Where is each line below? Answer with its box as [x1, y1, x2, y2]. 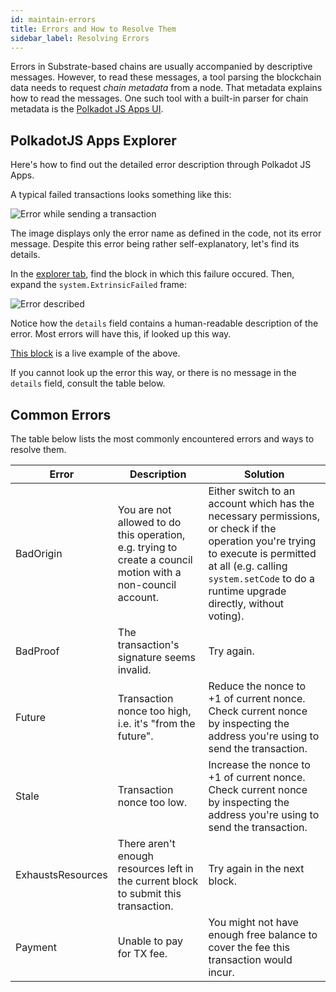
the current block [117, 874, 199, 888]
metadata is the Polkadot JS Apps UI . [10, 103, 164, 115]
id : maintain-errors [10, 14, 97, 25]
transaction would [208, 953, 293, 966]
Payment [15, 941, 57, 954]
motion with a [117, 566, 182, 579]
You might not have [208, 916, 299, 929]
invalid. [117, 663, 152, 676]
